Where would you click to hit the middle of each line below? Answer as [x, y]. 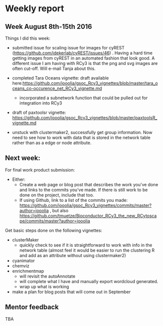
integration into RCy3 [41, 103]
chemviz [21, 266]
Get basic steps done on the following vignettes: [54, 230]
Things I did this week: [28, 38]
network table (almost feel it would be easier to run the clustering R [87, 250]
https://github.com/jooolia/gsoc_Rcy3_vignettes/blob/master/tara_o [90, 83]
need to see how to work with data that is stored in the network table [81, 138]
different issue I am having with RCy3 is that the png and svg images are [85, 63]
